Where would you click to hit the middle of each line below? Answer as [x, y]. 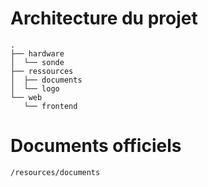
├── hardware [37, 53]
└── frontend [50, 106]
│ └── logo [35, 88]
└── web [26, 97]
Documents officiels [96, 146]
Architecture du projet [104, 18]
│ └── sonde [37, 62]
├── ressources [42, 71]
